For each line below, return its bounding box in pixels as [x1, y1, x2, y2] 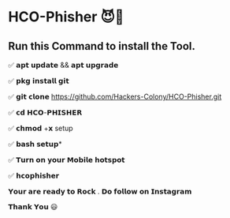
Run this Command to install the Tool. [8, 39, 195, 53]
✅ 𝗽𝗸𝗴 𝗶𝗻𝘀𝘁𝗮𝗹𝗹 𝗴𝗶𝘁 [8, 76, 69, 85]
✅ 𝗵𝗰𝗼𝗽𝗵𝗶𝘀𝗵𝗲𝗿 [8, 171, 60, 180]
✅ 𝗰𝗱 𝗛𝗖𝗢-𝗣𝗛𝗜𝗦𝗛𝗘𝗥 [8, 107, 83, 117]
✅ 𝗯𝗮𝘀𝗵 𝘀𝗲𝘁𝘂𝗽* [8, 139, 63, 148]
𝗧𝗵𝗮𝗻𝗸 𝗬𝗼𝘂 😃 [8, 202, 58, 211]
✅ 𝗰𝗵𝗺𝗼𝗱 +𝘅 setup [8, 123, 73, 133]
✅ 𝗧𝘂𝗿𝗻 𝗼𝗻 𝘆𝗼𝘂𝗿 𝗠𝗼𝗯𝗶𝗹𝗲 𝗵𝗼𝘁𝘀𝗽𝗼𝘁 [8, 155, 125, 164]
